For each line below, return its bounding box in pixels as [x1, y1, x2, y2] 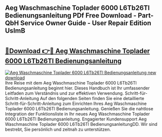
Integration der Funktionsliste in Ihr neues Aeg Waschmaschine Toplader [5, 111, 150, 117]
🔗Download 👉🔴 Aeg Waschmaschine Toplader [5, 47, 150, 55]
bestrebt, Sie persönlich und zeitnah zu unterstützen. [5, 126, 111, 132]
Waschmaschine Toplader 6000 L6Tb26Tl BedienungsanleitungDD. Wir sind [5, 121, 158, 127]
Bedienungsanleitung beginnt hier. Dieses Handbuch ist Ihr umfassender [5, 85, 150, 91]
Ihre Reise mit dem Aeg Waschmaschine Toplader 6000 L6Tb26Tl [5, 80, 137, 86]
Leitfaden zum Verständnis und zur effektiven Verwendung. [5, 90, 124, 96]
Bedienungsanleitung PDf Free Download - [5, 12, 137, 20]
